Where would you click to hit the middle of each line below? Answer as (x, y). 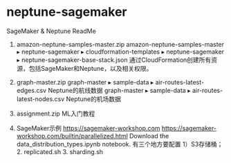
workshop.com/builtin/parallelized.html (72, 135)
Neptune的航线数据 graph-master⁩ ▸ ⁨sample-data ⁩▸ (119, 90)
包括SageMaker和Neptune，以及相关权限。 (91, 68)
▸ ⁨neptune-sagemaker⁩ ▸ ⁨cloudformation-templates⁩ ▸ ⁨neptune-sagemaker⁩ (120, 52)
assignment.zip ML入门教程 (56, 113)
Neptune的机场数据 (94, 99)
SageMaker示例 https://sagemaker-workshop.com (88, 128)
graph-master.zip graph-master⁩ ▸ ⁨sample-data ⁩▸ (85, 82)
